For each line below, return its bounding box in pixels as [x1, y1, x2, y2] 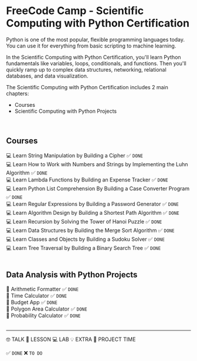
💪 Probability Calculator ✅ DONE [6, 312, 81, 319]
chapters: [6, 90, 29, 97]
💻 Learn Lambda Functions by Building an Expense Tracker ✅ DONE [6, 176, 168, 183]
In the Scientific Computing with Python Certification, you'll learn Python [6, 53, 181, 60]
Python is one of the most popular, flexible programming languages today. [6, 36, 185, 43]
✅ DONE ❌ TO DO [6, 349, 43, 356]
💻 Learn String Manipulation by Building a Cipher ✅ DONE [6, 151, 144, 159]
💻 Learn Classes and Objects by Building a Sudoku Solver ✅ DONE [6, 235, 165, 242]
